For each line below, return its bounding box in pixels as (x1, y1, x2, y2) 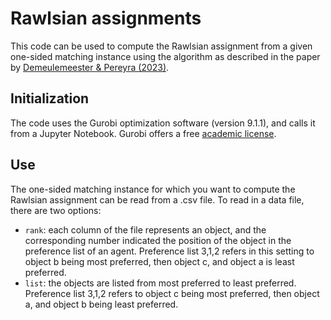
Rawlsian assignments (10, 7, 202, 30)
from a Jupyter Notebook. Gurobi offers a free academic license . (10, 127, 277, 139)
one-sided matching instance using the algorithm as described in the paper (10, 50, 321, 62)
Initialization (10, 90, 90, 107)
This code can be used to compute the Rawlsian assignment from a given (10, 40, 313, 52)
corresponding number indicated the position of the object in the (24, 234, 292, 246)
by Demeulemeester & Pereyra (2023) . (10, 61, 170, 73)
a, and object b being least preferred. (24, 298, 179, 310)
